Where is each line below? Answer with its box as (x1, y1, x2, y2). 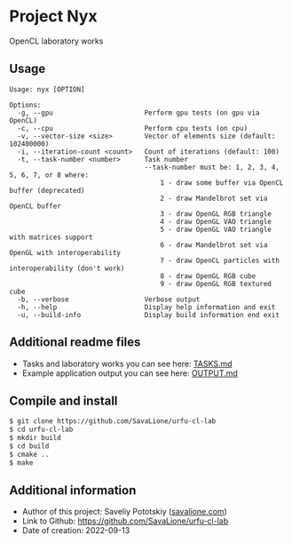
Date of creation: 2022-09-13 (21, 525, 130, 536)
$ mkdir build (9, 434, 62, 443)
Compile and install (9, 393, 118, 408)
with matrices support (9, 233, 93, 242)
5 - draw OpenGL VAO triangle (160, 225, 272, 234)
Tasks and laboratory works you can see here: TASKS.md (21, 358, 233, 369)
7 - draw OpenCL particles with (160, 256, 280, 265)
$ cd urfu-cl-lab (9, 425, 74, 435)
